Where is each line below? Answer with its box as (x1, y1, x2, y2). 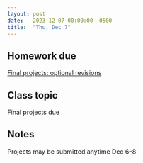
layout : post (7, 10, 46, 18)
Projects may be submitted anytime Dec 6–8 (7, 147, 137, 156)
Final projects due (7, 108, 60, 116)
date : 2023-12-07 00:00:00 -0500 (7, 17, 113, 24)
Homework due (7, 50, 76, 62)
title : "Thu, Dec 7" (7, 23, 71, 30)
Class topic (7, 89, 58, 101)
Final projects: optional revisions (7, 69, 102, 77)
